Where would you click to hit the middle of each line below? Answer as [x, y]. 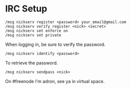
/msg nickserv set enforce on [37, 30]
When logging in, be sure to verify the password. [55, 44]
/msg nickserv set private [33, 35]
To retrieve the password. [31, 62]
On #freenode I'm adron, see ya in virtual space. [55, 81]
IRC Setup [26, 9]
